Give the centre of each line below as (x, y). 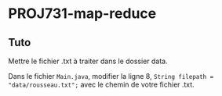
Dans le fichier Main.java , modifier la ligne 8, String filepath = (111, 76)
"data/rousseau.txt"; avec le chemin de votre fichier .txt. (101, 84)
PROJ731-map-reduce (82, 14)
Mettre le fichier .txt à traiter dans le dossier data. (88, 61)
